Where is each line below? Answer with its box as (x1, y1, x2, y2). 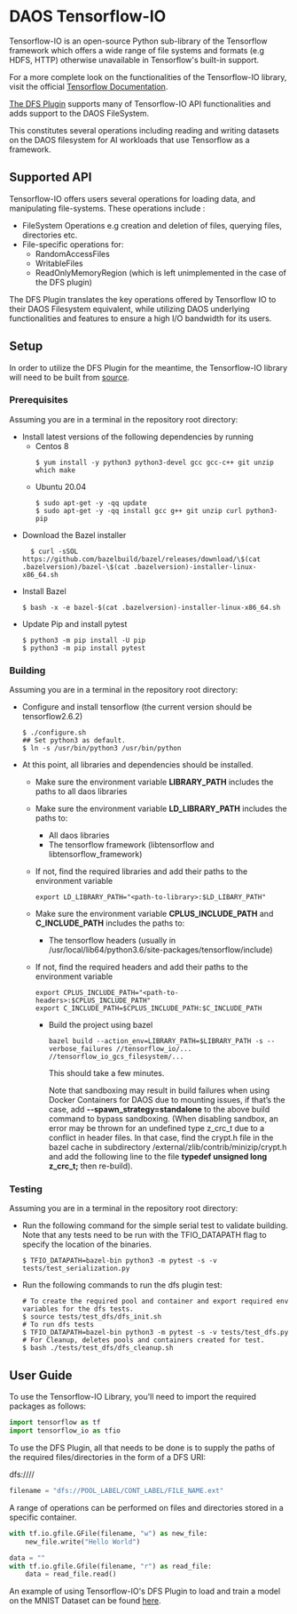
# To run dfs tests (21, 1321, 95, 1329)
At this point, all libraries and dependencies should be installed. (21, 759, 254, 770)
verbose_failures (48, 1045, 113, 1054)
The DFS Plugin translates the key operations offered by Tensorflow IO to (9, 293, 277, 304)
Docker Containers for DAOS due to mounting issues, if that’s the (48, 1095, 285, 1105)
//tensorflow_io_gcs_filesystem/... (48, 1052, 184, 1062)
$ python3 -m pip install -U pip (21, 636, 146, 645)
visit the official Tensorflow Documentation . (9, 81, 168, 92)
